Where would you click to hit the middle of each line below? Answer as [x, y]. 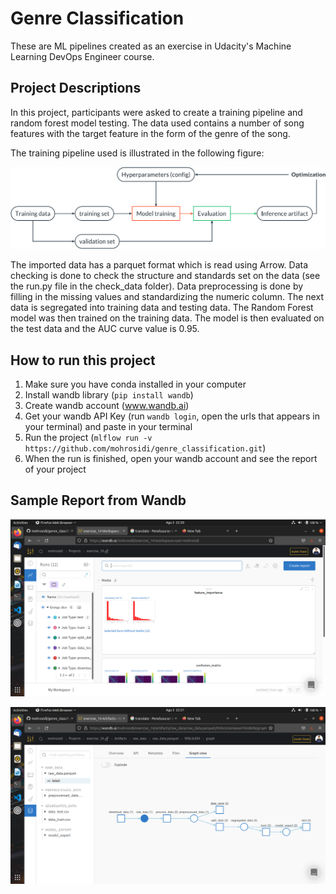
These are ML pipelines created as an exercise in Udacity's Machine [151, 46]
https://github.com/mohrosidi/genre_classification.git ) [145, 448]
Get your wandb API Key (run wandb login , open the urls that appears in [172, 416]
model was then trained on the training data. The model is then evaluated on [167, 318]
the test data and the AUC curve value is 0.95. [105, 329]
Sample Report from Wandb [98, 500]
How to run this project [83, 360]
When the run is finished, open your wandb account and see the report [171, 458]
